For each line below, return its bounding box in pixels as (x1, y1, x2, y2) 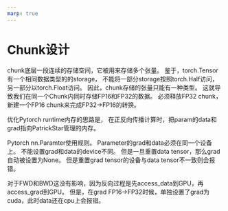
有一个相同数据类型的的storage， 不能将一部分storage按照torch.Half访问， (7, 74, 218, 83)
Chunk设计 (7, 42, 70, 57)
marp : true (7, 10, 38, 17)
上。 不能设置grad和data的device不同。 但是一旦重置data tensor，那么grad (7, 147, 221, 155)
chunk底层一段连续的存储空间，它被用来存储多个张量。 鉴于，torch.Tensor (7, 66, 218, 74)
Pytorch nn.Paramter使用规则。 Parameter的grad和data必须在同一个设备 (7, 139, 213, 147)
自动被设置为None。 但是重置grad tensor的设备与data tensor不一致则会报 (7, 156, 216, 164)
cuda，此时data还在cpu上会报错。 (7, 196, 105, 204)
